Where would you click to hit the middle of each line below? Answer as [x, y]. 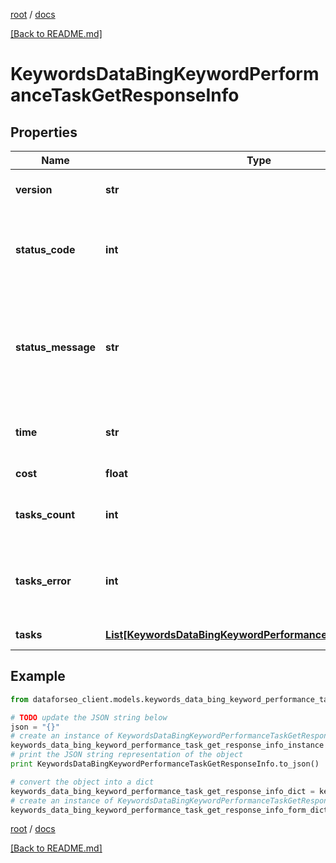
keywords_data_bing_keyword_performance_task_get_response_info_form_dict [169, 810]
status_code [45, 249]
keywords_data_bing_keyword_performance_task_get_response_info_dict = [162, 791]
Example [38, 676]
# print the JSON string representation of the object [127, 755]
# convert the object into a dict [82, 782]
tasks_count [45, 514]
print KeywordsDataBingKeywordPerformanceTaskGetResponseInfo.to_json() [165, 764]
